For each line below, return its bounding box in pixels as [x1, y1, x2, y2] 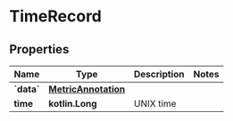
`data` [13, 83, 40, 95]
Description [133, 69, 185, 80]
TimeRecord [9, 6, 103, 27]
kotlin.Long [48, 98, 97, 109]
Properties [9, 42, 70, 57]
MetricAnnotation [48, 83, 126, 95]
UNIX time [133, 98, 177, 109]
